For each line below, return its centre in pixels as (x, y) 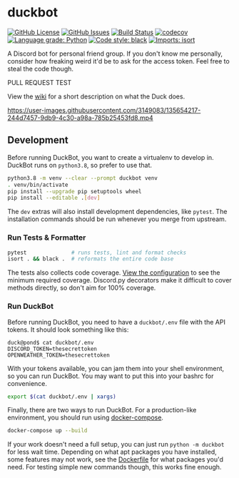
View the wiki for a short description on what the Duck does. (96, 96)
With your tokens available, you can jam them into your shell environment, (116, 368)
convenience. (27, 383)
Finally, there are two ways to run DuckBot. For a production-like (102, 410)
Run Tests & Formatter (47, 238)
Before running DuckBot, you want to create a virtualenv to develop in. (111, 157)
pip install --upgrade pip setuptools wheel (75, 191)
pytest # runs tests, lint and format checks (97, 253)
